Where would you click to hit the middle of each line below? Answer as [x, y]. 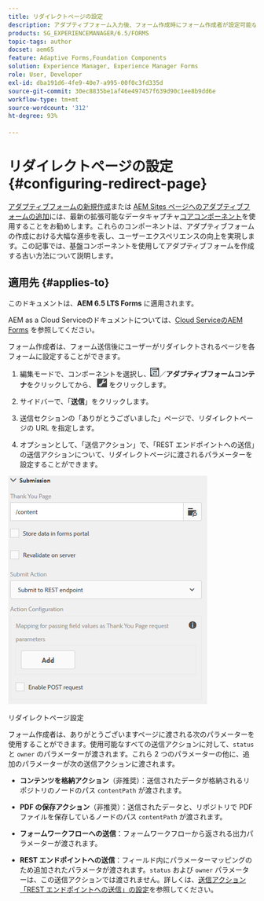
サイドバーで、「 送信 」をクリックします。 [86, 401]
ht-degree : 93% [33, 116]
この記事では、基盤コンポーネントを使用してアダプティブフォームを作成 [137, 245]
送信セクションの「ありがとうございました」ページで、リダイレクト [129, 418]
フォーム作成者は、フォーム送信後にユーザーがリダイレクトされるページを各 [132, 346]
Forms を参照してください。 [54, 329]
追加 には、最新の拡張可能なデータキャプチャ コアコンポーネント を [142, 216]
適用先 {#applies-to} [59, 283]
